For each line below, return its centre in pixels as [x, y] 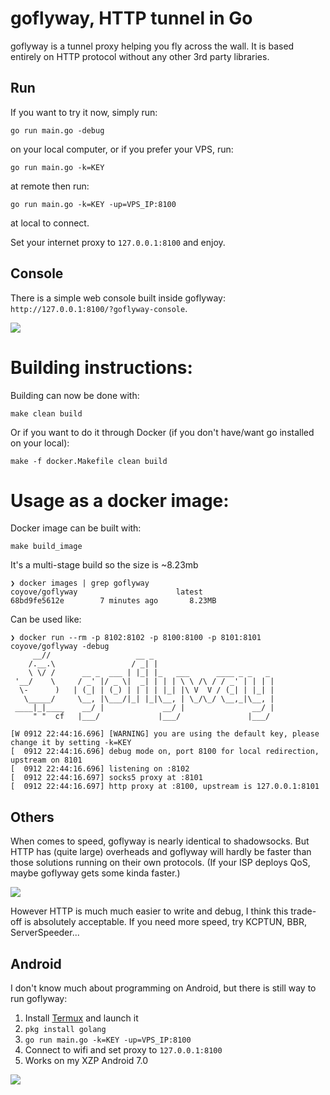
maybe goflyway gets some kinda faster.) [95, 873]
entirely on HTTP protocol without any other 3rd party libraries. [140, 56]
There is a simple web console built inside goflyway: [118, 298]
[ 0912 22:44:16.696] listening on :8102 [100, 769]
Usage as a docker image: [120, 500]
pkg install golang [65, 1030]
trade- [303, 911]
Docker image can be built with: [76, 528]
